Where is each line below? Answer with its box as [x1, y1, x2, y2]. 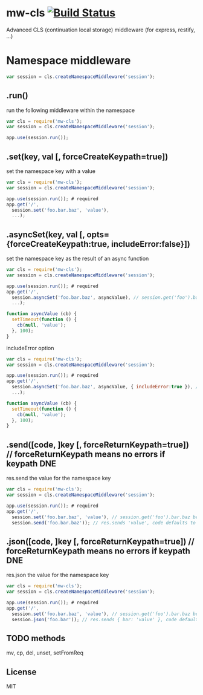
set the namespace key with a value [6, 168, 95, 175]
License [6, 667, 37, 677]
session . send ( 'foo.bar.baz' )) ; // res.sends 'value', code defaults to [11, 520, 196, 526]
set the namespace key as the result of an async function [6, 255, 149, 263]
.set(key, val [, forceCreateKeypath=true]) [6, 151, 169, 162]
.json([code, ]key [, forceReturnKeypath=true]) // [6, 536, 195, 547]
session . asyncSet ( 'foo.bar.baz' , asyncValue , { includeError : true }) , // [11, 384, 201, 390]
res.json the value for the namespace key [6, 572, 109, 579]
